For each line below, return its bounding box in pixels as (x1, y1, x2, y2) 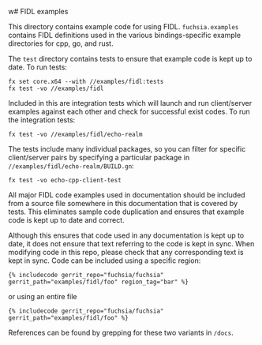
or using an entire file (8, 292, 77, 301)
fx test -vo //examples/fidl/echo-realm (8, 130, 144, 138)
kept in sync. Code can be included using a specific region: (8, 256, 201, 265)
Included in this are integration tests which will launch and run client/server (8, 99, 253, 107)
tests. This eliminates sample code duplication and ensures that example (8, 207, 245, 216)
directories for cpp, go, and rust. (8, 39, 114, 48)
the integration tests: (8, 115, 76, 125)
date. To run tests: (8, 62, 67, 72)
